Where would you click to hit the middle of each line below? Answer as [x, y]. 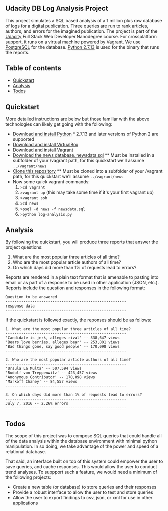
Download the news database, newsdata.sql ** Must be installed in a [83, 155]
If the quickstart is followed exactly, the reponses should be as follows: [78, 320]
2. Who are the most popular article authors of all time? [68, 360]
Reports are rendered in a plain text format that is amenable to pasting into [82, 277]
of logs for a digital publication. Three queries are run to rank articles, [77, 26]
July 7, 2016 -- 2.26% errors [37, 404]
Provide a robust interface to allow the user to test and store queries [83, 492]
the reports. [17, 52]
